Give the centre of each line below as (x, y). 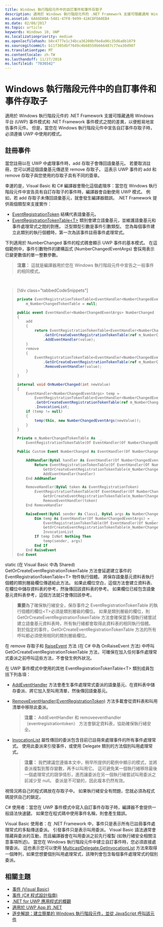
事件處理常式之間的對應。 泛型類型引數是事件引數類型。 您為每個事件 (81, 226)
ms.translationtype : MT (29, 50)
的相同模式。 (30, 271)
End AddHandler (41, 479)
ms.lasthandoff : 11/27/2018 (33, 59)
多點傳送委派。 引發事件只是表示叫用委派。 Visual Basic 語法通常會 (89, 829)
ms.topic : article (24, 28)
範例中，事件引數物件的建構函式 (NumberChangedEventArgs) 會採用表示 (82, 248)
